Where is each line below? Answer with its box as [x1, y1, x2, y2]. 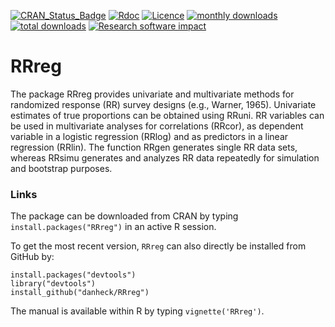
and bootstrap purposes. [10, 162, 113, 174]
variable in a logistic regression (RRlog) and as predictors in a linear [10, 130, 289, 142]
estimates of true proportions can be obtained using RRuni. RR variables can [10, 109, 325, 121]
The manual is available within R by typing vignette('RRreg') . [10, 305, 265, 317]
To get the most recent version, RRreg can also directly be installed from [10, 240, 307, 252]
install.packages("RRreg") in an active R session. [10, 221, 217, 233]
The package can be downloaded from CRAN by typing [10, 210, 239, 222]
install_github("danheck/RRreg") [10, 288, 150, 298]
